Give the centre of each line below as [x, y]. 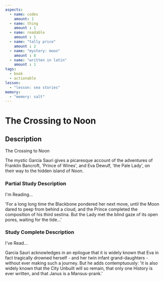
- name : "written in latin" [38, 60]
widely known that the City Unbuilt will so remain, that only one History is [79, 268]
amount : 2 [25, 46]
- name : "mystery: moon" [35, 51]
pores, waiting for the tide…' [34, 219]
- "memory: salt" [27, 96]
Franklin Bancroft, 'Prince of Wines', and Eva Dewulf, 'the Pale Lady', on [78, 166]
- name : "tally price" [33, 42]
